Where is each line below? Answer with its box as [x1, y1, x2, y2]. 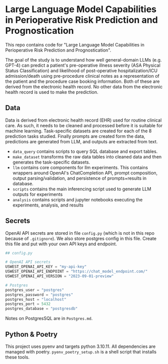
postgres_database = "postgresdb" [5, 306, 78, 311]
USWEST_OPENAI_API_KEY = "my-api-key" [5, 264, 87, 270]
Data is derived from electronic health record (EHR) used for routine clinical [5, 117, 162, 123]
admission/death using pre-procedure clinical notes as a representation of [5, 73, 160, 79]
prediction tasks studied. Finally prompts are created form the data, [5, 133, 145, 139]
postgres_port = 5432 [5, 301, 51, 306]
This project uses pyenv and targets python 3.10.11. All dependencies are [5, 343, 156, 349]
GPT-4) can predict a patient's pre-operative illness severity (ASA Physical [5, 62, 160, 68]
